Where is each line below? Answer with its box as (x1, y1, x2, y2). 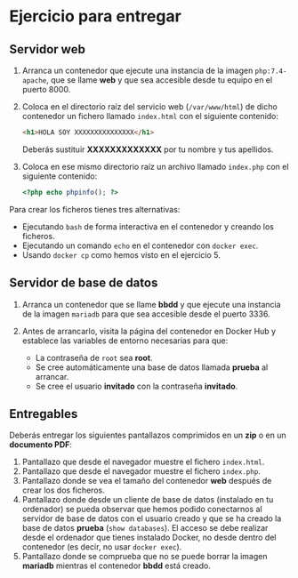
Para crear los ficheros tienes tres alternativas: (9, 204, 181, 214)
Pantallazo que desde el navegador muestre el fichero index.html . (21, 456, 265, 468)
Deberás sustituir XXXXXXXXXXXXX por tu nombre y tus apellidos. (21, 144, 274, 155)
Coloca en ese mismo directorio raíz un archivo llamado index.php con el (21, 161, 289, 172)
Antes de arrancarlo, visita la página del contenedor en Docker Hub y (21, 325, 277, 336)
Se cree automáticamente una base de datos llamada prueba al (35, 362, 269, 373)
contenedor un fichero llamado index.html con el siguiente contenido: (21, 111, 278, 121)
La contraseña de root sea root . (35, 352, 153, 363)
